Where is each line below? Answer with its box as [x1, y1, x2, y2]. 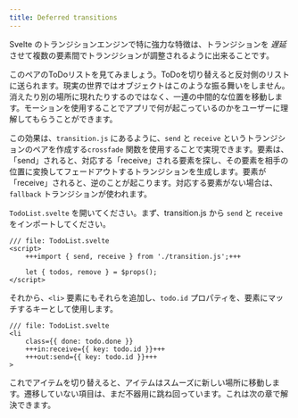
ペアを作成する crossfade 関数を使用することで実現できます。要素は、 [32, 144, 289, 155]
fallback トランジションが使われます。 [9, 188, 153, 199]
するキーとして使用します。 [16, 303, 119, 313]
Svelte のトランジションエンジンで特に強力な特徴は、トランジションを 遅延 [9, 38, 287, 49]
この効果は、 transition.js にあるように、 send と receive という [9, 132, 247, 143]
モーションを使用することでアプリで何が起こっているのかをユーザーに [23, 102, 281, 113]
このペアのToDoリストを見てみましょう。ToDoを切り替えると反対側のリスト [9, 69, 290, 79]
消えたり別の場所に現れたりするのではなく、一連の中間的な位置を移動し [9, 91, 275, 102]
